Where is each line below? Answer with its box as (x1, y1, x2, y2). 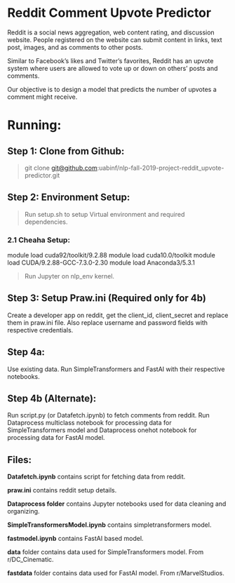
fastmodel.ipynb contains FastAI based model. (7, 535, 144, 543)
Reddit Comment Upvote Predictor (7, 5, 212, 21)
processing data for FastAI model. (7, 434, 105, 442)
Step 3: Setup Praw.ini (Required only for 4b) (7, 293, 207, 304)
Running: (7, 117, 62, 133)
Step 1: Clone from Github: (7, 145, 125, 157)
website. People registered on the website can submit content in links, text (7, 35, 222, 43)
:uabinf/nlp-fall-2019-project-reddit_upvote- (97, 163, 224, 172)
